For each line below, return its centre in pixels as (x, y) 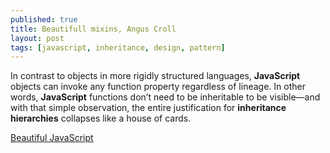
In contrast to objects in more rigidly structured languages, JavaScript (155, 76)
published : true (44, 19)
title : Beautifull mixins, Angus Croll (93, 29)
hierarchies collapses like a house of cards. (101, 118)
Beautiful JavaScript (52, 138)
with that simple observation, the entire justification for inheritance (148, 108)
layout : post (37, 38)
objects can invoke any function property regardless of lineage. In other (158, 87)
